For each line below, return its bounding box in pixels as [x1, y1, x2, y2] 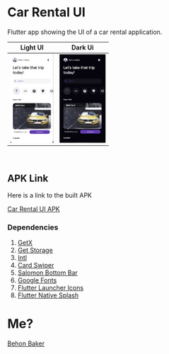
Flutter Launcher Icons [17, 284, 83, 292]
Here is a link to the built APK [7, 191, 92, 199]
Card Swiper [17, 261, 54, 270]
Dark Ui [71, 43, 94, 52]
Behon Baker [7, 339, 45, 348]
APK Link [7, 172, 49, 184]
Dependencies [7, 222, 59, 232]
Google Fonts [17, 276, 57, 285]
